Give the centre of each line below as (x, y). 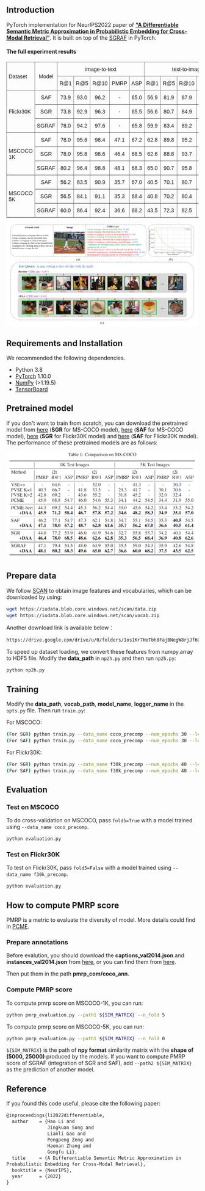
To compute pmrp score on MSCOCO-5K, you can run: (75, 1026)
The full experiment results (41, 52)
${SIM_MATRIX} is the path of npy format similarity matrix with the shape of (100, 1050)
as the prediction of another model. (51, 1070)
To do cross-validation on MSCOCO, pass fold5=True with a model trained (99, 820)
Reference (27, 1089)
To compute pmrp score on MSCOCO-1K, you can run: (75, 1003)
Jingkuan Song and (71, 1128)
